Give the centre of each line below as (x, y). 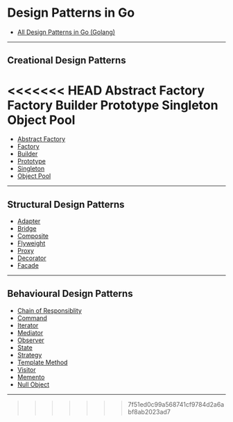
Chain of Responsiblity (49, 310)
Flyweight (31, 243)
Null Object (33, 384)
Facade (28, 266)
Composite (33, 236)
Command (32, 318)
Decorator (32, 258)
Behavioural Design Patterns (70, 294)
